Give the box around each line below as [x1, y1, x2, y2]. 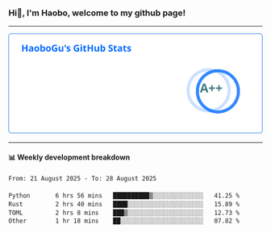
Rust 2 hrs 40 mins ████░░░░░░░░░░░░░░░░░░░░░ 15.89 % [8, 200, 240, 208]
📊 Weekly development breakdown [8, 152, 131, 162]
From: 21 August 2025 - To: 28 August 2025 [8, 175, 157, 183]
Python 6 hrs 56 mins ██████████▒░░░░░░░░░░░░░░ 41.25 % [8, 191, 240, 200]
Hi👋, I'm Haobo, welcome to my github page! [8, 7, 186, 19]
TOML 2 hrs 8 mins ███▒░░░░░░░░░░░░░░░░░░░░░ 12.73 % [8, 209, 240, 217]
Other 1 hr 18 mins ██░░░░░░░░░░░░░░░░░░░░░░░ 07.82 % [8, 217, 240, 225]
